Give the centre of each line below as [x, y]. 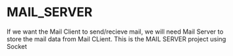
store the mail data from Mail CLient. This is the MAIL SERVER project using [116, 38]
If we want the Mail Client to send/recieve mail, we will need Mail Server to [115, 31]
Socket [17, 46]
